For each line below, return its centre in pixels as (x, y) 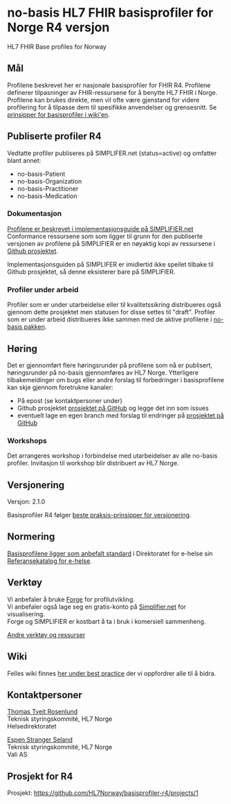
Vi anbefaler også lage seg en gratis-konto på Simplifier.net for (97, 607)
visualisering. (26, 614)
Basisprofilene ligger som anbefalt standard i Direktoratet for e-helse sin (110, 553)
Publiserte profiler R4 (54, 136)
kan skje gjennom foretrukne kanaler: (60, 387)
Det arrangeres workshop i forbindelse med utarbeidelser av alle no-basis (112, 456)
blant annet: (24, 160)
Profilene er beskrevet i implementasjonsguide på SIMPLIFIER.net (100, 229)
